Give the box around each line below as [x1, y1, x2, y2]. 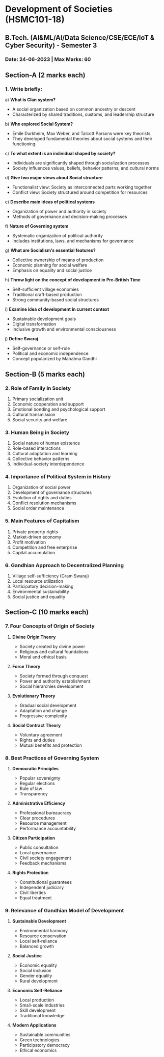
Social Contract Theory [12, 722, 61, 728]
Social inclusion [19, 968, 52, 974]
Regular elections [19, 781, 55, 786]
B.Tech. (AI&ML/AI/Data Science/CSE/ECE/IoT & [5, 33, 155, 42]
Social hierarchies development [19, 683, 83, 689]
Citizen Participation [12, 835, 55, 841]
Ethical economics [19, 1047, 57, 1054]
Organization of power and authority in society [12, 209, 107, 215]
